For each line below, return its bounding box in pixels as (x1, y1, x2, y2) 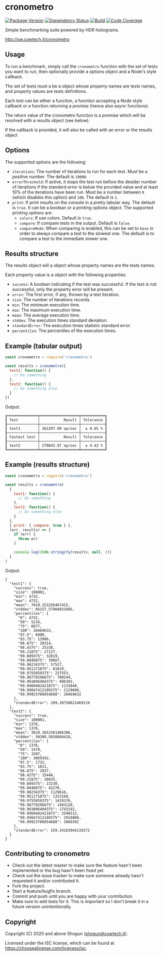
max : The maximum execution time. (12, 307, 81, 313)
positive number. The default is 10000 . (12, 174, 88, 179)
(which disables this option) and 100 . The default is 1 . (12, 194, 118, 200)
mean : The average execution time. (12, 313, 81, 318)
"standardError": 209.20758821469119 (14, 700, 90, 705)
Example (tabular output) (5, 342, 82, 350)
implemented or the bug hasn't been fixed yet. (12, 868, 105, 873)
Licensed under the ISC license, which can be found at (5, 940, 114, 946)
